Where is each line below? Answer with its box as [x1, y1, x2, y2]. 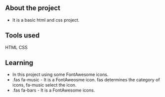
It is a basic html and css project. [12, 17, 80, 23]
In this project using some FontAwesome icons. [12, 71, 109, 78]
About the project [5, 4, 61, 12]
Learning [5, 59, 34, 67]
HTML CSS [5, 44, 28, 50]
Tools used [5, 32, 40, 40]
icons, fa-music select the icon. [12, 82, 77, 88]
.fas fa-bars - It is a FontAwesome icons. [12, 87, 95, 93]
